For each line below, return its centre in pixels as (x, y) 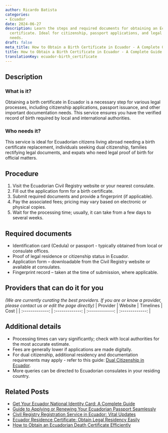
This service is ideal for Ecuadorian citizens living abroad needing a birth (80, 142)
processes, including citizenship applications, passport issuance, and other (83, 107)
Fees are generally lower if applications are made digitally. (72, 349)
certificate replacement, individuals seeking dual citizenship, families (76, 147)
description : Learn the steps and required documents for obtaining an (81, 29)
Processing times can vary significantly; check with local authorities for (86, 339)
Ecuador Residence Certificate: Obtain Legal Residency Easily (76, 420)
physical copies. (29, 207)
